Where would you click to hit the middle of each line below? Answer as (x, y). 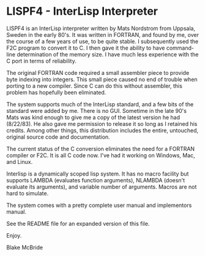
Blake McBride (25, 247)
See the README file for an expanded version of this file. (78, 223)
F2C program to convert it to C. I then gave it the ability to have (86, 48)
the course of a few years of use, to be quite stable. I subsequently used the (102, 41)
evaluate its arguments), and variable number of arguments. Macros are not (102, 187)
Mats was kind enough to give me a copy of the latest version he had (93, 117)
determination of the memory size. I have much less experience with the (108, 54)
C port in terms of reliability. (41, 61)
